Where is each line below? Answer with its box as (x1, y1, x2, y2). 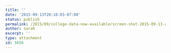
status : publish (5, 17, 40, 22)
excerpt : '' (5, 31, 31, 36)
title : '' (5, 7, 26, 13)
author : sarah (5, 26, 36, 31)
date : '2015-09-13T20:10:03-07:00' (5, 12, 81, 17)
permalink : (5, 21, 28, 27)
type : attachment (5, 36, 42, 41)
